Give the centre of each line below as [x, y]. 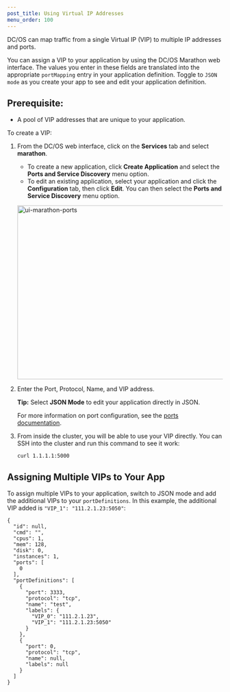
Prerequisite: [35, 103]
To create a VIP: [30, 133]
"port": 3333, [46, 593]
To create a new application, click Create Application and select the [124, 167]
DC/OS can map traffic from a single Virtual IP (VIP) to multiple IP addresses [114, 39]
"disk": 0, [29, 551]
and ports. [22, 47]
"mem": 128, [30, 545]
